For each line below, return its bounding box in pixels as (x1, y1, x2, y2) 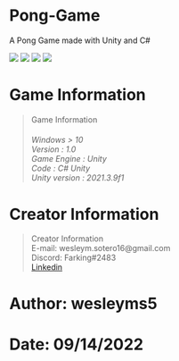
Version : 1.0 (30, 144, 77, 155)
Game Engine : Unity (30, 154, 107, 164)
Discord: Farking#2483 (30, 252, 117, 264)
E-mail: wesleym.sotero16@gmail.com (30, 243, 171, 254)
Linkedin (30, 262, 63, 273)
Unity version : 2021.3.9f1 (30, 172, 125, 183)
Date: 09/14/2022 (9, 334, 144, 354)
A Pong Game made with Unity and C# (9, 35, 151, 46)
